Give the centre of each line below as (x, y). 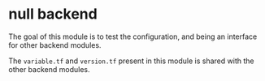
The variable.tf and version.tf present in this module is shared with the (131, 61)
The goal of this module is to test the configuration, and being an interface (133, 36)
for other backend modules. (55, 45)
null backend (53, 14)
